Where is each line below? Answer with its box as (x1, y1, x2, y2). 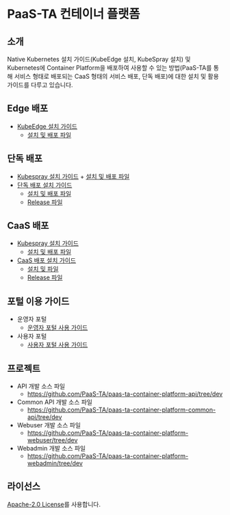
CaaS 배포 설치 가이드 (16, 256, 77, 264)
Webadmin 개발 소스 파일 (16, 444, 86, 453)
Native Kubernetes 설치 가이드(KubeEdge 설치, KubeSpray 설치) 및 (7, 55, 191, 63)
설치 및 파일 (27, 265, 59, 273)
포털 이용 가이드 (7, 295, 70, 307)
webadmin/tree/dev (27, 460, 84, 468)
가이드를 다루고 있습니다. (7, 81, 73, 89)
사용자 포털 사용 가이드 (27, 340, 88, 349)
